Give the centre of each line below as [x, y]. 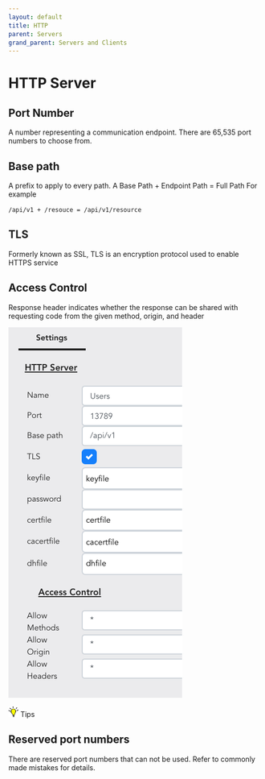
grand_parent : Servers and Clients [68, 43]
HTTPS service [33, 263]
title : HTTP [28, 25]
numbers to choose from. [50, 141]
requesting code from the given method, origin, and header [106, 316]
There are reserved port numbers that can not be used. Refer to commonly [132, 759]
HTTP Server [52, 83]
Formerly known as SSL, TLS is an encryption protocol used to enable [124, 254]
